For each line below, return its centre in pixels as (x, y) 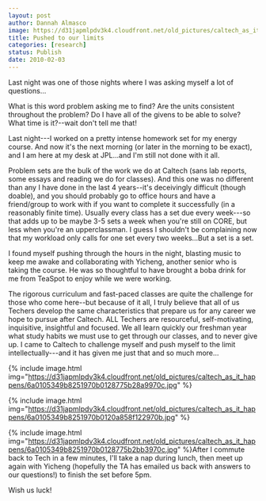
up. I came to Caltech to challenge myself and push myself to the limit (122, 344)
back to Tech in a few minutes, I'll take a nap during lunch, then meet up (125, 457)
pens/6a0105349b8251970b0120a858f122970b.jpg (92, 417)
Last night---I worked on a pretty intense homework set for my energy (123, 138)
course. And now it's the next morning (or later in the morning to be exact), (130, 147)
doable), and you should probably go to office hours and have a (112, 196)
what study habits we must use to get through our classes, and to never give (133, 336)
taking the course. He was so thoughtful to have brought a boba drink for (127, 270)
